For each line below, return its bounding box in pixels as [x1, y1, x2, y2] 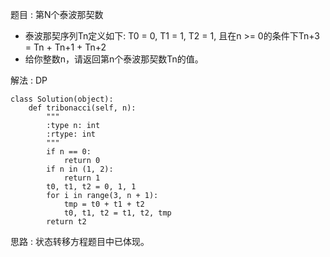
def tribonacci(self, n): [28, 103, 137, 113]
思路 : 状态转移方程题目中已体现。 [10, 236, 150, 247]
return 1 [63, 173, 101, 183]
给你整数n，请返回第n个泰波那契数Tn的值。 [24, 53, 204, 65]
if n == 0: [46, 147, 92, 157]
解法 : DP [10, 74, 48, 86]
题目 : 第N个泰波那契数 [10, 9, 104, 20]
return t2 [46, 217, 87, 227]
